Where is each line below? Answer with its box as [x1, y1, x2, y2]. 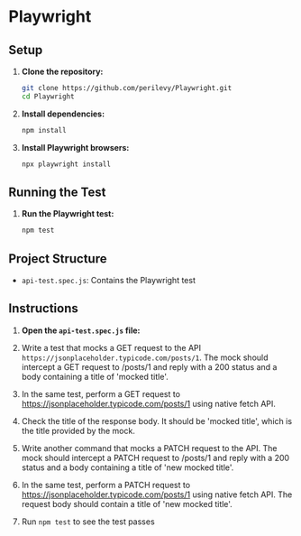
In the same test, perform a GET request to [21, 388, 181, 399]
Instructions [8, 300, 78, 317]
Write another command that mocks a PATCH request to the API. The [21, 442, 278, 453]
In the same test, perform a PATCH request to [21, 479, 191, 490]
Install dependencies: [21, 108, 105, 119]
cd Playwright [21, 92, 75, 101]
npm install [21, 125, 67, 134]
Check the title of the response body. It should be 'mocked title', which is [21, 415, 293, 426]
